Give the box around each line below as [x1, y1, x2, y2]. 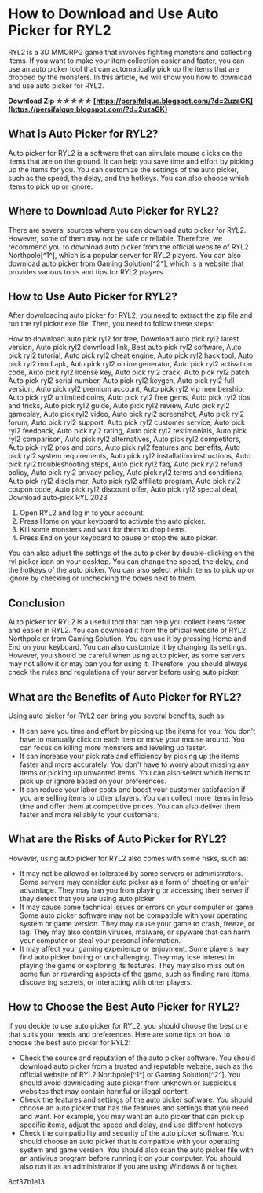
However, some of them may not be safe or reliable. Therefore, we [8, 234, 223, 243]
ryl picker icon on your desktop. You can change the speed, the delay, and [8, 557, 249, 566]
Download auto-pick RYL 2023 [8, 493, 108, 503]
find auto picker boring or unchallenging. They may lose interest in [19, 952, 235, 962]
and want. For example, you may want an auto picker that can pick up [19, 1111, 245, 1121]
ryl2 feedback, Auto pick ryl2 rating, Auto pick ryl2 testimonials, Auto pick [8, 426, 247, 436]
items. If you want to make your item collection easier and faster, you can [8, 56, 245, 65]
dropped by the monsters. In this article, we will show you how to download [8, 72, 253, 82]
